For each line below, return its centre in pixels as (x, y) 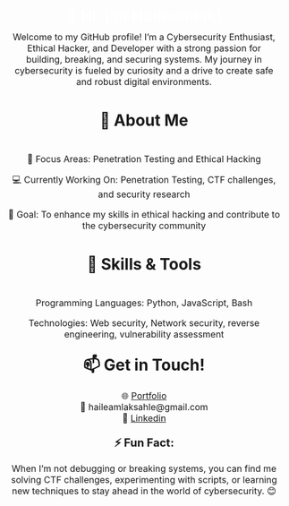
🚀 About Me (144, 120)
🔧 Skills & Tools (144, 264)
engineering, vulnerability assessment (144, 334)
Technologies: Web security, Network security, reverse (144, 323)
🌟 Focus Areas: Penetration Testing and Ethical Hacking (144, 159)
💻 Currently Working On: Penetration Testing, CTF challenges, (144, 180)
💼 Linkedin (144, 418)
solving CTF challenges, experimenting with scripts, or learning (144, 480)
